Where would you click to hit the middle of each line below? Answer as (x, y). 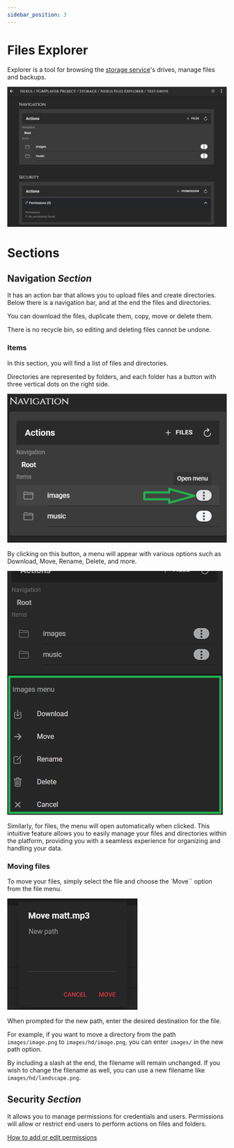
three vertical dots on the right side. (58, 384)
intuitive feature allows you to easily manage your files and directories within (117, 833)
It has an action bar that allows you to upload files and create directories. (112, 295)
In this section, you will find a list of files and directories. (88, 363)
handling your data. (35, 848)
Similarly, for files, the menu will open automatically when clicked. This (109, 826)
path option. (25, 1049)
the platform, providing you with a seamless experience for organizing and (114, 840)
